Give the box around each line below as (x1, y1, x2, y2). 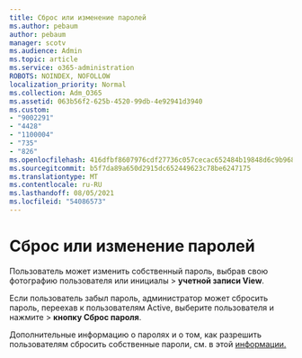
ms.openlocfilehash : (9, 155, 87, 165)
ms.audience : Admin (9, 47, 83, 56)
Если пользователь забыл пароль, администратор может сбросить (9, 292, 268, 303)
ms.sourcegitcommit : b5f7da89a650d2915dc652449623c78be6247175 (9, 164, 252, 173)
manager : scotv (9, 38, 67, 48)
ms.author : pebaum (9, 22, 78, 31)
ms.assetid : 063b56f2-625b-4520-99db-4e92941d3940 (9, 96, 203, 106)
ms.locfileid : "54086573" (9, 197, 106, 207)
